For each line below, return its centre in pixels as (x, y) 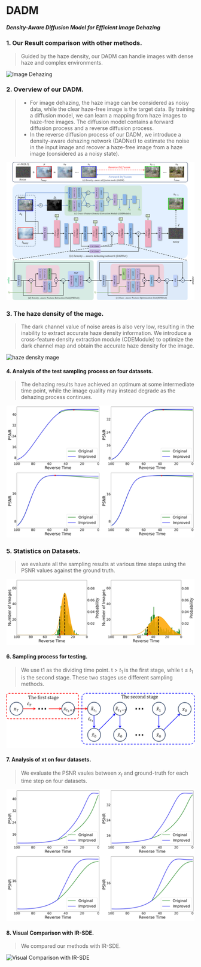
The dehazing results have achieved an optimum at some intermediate (107, 385)
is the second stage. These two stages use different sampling (97, 678)
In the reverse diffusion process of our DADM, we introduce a (105, 134)
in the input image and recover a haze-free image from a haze (106, 147)
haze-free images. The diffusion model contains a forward (101, 122)
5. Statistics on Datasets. (43, 551)
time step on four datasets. (54, 781)
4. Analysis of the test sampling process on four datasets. (80, 371)
